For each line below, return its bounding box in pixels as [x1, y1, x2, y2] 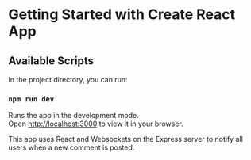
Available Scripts [8, 54, 94, 67]
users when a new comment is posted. [8, 143, 135, 152]
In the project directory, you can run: [8, 75, 128, 84]
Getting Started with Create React [8, 6, 236, 24]
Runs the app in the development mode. [8, 111, 139, 120]
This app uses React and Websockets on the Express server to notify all [8, 135, 244, 144]
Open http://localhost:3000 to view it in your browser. [8, 119, 184, 128]
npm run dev [8, 94, 55, 104]
